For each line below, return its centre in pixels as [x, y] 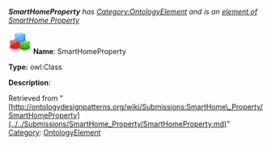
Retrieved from [33, 98]
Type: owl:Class [35, 67]
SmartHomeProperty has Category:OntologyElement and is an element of [133, 12]
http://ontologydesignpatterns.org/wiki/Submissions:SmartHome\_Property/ [137, 107]
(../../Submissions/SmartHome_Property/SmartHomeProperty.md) [118, 124]
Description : [30, 83]
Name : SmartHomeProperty [80, 51]
